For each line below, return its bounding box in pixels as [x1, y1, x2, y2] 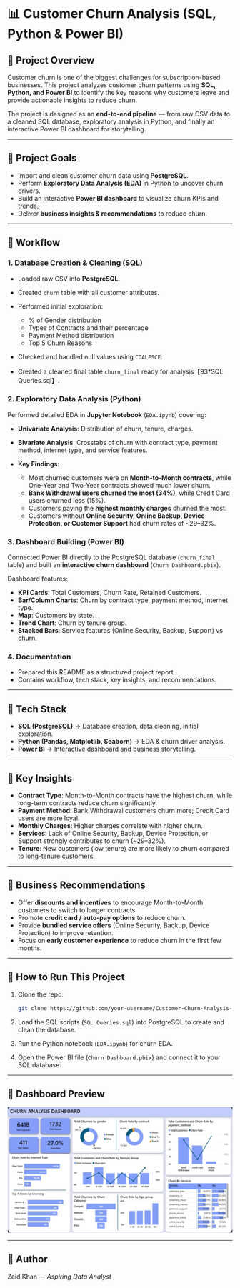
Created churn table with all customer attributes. [17, 288, 159, 296]
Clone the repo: [17, 990, 64, 999]
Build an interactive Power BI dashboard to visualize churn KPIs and [17, 194, 219, 202]
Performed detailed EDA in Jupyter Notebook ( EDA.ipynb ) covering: [7, 410, 207, 419]
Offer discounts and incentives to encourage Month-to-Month [17, 898, 204, 907]
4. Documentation [7, 652, 71, 662]
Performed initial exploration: [17, 301, 104, 311]
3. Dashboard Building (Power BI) [7, 536, 125, 546]
